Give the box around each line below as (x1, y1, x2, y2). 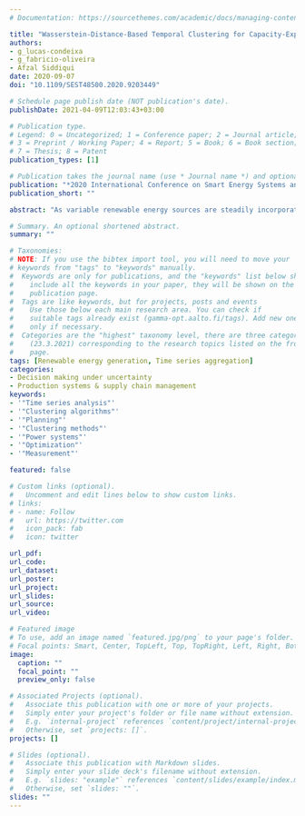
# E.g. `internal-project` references (9, 717, 165, 726)
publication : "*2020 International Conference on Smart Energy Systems (9, 180, 286, 189)
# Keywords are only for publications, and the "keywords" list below (9, 272, 286, 281)
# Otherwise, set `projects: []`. (9, 725, 148, 734)
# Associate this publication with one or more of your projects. (9, 701, 274, 710)
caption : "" (17, 658, 64, 668)
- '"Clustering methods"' (9, 423, 107, 433)
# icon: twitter (9, 532, 79, 542)
